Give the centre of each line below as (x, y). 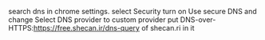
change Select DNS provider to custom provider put (93, 20)
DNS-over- (198, 20)
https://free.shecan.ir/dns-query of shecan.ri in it (114, 28)
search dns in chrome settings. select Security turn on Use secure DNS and (132, 11)
